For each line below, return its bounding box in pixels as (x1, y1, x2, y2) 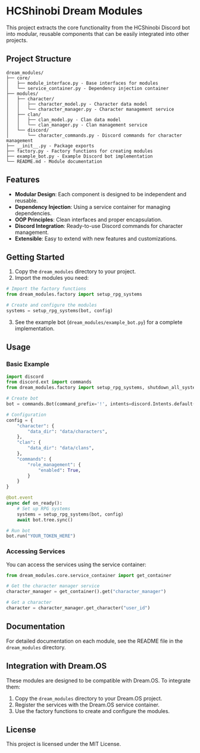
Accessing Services (6, 547, 65, 556)
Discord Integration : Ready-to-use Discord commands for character (14, 222, 183, 229)
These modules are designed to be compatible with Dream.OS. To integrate (6, 677, 191, 684)
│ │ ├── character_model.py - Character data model (6, 101, 148, 107)
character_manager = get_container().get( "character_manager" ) (6, 589, 167, 595)
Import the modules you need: (14, 274, 89, 282)
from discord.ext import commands (6, 379, 92, 385)
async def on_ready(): (6, 500, 62, 507)
